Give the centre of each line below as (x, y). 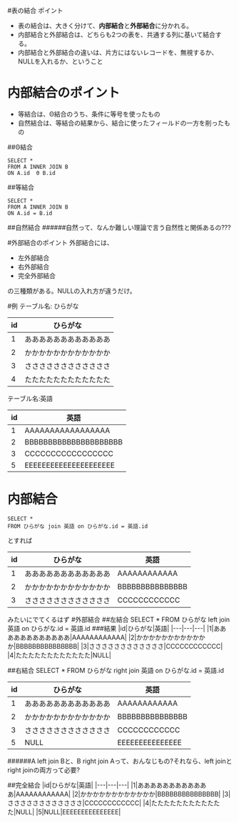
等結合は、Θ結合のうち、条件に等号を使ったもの (89, 114)
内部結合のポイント (64, 93)
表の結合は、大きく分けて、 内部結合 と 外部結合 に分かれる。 (105, 26)
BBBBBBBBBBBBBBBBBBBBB (74, 442)
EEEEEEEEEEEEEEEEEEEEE (70, 465)
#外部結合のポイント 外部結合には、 (60, 242)
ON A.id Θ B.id (31, 173)
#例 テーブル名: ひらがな (43, 306)
